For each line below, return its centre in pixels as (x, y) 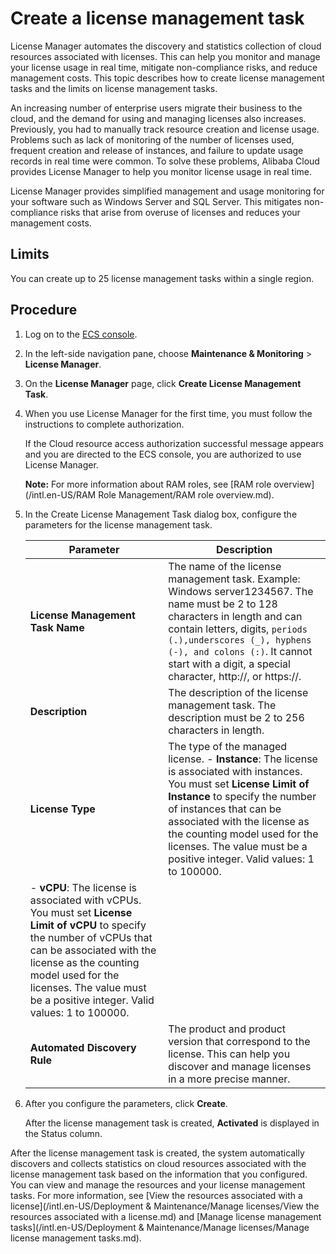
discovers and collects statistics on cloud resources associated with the (158, 1163)
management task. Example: (234, 579)
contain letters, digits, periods (238, 629)
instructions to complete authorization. (104, 424)
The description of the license (238, 692)
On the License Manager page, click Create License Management (163, 383)
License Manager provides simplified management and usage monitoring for (167, 191)
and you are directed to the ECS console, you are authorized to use (163, 454)
